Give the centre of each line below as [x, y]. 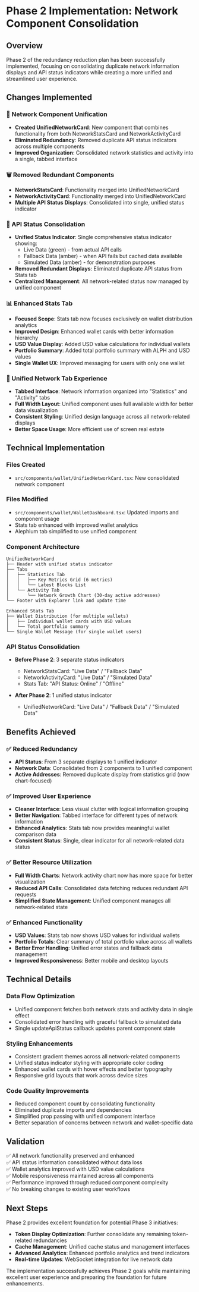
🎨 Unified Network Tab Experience [57, 378]
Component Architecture [43, 546]
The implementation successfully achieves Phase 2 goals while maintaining [98, 1271]
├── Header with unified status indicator [59, 564]
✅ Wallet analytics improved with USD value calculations [75, 1169]
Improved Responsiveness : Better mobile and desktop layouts [91, 961]
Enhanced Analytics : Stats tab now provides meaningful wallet [92, 828]
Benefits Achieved [41, 732]
